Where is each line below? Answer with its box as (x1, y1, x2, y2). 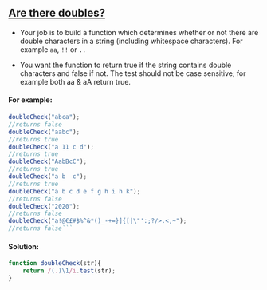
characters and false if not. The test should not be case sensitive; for (19, 68, 246, 78)
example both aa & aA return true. (19, 77, 132, 86)
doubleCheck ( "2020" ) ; (8, 202, 80, 210)
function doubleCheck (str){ (8, 260, 102, 268)
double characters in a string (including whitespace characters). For (19, 36, 243, 46)
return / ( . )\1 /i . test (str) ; (22, 267, 116, 275)
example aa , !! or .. (19, 44, 86, 54)
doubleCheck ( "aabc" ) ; (8, 128, 80, 136)
